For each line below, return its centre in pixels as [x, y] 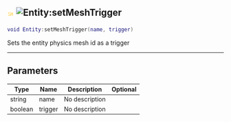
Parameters [33, 71]
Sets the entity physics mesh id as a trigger [68, 43]
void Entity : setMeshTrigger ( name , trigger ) [70, 29]
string [18, 99]
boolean [22, 109]
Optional [124, 89]
